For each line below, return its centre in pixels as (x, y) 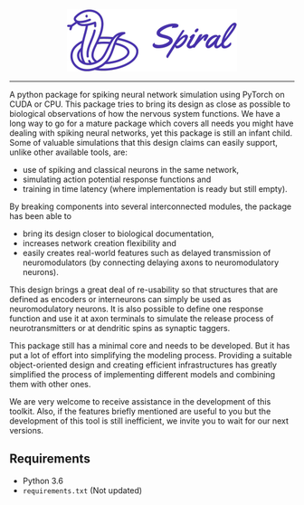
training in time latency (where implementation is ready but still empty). (155, 189)
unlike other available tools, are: (69, 152)
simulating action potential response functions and (117, 179)
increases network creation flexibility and (99, 243)
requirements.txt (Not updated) (82, 490)
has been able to (41, 216)
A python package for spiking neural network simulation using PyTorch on (147, 95)
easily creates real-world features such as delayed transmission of (147, 253)
